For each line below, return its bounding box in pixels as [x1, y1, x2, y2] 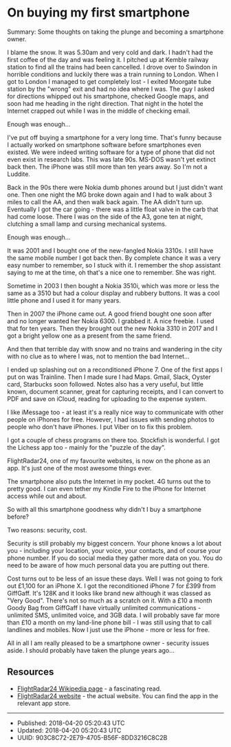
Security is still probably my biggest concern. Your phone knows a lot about [7, 539, 222, 548]
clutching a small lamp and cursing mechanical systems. [7, 219, 167, 228]
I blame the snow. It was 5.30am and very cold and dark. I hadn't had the [7, 48, 213, 56]
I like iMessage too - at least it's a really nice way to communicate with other [7, 408, 224, 416]
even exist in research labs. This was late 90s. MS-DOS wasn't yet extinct [7, 155, 217, 163]
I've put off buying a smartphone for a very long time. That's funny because [7, 133, 222, 142]
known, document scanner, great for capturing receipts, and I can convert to [7, 387, 224, 396]
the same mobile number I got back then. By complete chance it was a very [7, 253, 221, 262]
